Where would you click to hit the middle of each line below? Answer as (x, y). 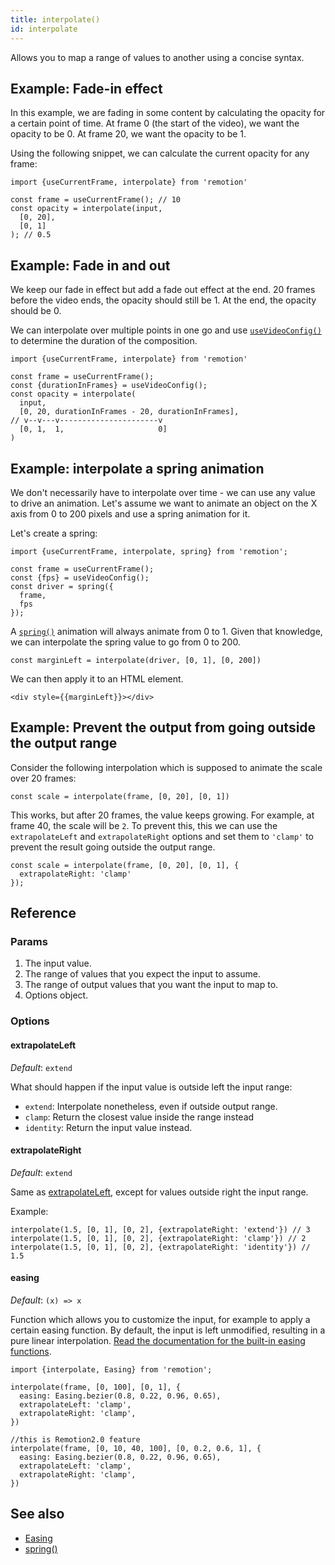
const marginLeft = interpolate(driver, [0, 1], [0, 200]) (136, 660)
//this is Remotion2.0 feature (75, 1439)
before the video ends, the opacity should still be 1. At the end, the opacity (163, 300)
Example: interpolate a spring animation (137, 468)
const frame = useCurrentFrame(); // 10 (96, 200)
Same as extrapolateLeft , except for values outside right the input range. (159, 1192)
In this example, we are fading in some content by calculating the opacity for (168, 113)
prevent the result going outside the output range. (113, 847)
